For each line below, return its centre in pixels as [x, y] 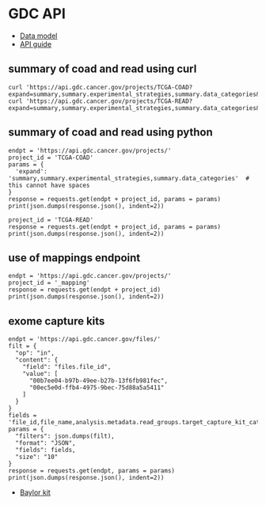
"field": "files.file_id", [67, 367]
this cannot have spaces [49, 185]
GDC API [37, 14]
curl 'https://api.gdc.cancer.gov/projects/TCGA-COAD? [101, 87]
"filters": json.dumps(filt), [65, 436]
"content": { [37, 360]
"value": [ [40, 374]
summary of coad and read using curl [103, 69]
